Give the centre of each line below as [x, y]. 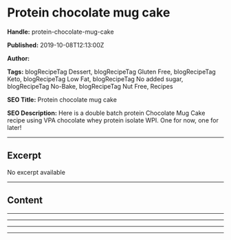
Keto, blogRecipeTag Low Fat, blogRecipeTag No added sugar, [95, 79]
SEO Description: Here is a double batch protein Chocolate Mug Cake [106, 113]
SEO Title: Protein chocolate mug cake [62, 99]
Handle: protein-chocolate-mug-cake [61, 32]
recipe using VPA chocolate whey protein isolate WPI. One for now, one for [113, 120]
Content [25, 200]
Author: [19, 58]
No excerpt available [36, 172]
